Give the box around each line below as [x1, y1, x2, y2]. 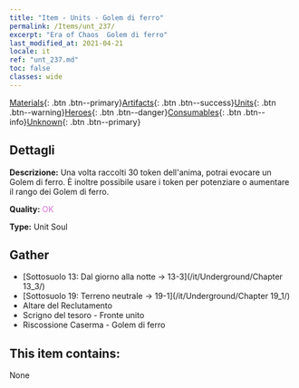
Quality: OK [9, 203, 54, 214]
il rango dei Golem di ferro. [9, 186, 110, 197]
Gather [9, 247, 50, 263]
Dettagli [9, 142, 55, 159]
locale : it [9, 47, 51, 56]
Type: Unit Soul [9, 221, 68, 232]
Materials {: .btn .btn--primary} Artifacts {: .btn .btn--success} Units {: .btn [9, 97, 276, 108]
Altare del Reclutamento [22, 300, 113, 311]
